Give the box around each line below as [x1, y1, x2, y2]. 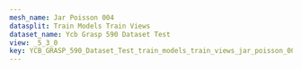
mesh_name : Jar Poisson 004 [9, 13, 115, 22]
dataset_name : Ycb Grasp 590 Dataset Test [9, 30, 171, 39]
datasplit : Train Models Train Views [9, 22, 151, 30]
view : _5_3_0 [9, 38, 58, 47]
